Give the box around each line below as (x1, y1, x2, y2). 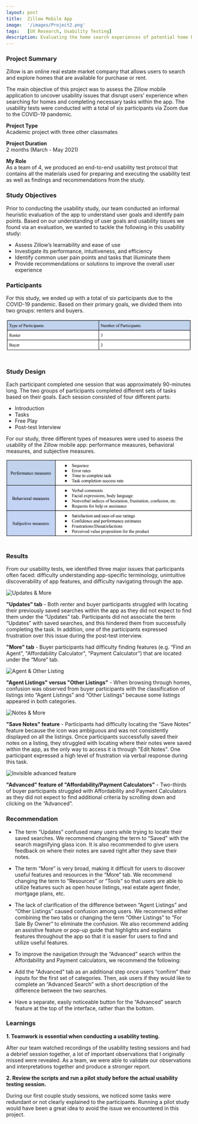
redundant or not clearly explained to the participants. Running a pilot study (6, 1098, 190, 1105)
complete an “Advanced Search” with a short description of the (14, 981, 169, 988)
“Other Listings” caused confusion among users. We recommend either (14, 907, 189, 914)
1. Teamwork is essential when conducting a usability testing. (6, 1032, 160, 1040)
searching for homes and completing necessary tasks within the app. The (6, 98, 185, 106)
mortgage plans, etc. (14, 890, 65, 897)
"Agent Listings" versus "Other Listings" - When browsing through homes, (6, 679, 192, 686)
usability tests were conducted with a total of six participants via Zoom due (6, 104, 189, 112)
